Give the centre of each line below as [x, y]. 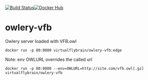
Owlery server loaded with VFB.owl [41, 41]
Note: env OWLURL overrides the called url [49, 59]
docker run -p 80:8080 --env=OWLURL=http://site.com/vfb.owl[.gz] [74, 68]
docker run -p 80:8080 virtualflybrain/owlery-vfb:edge [63, 50]
